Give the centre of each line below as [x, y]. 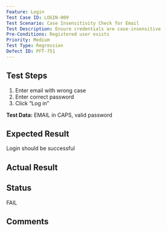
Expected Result [38, 134]
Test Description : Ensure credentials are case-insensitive [84, 29]
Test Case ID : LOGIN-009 [38, 18]
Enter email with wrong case [51, 90]
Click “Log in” [32, 103]
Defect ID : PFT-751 [31, 51]
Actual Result [32, 167]
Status [19, 188]
